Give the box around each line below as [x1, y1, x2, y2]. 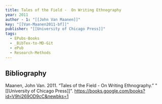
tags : [5, 31, 17, 36]
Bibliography [5, 69, 47, 77]
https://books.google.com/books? [74, 88, 146, 94]
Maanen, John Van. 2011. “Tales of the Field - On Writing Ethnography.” [5, 83, 154, 89]
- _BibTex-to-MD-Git [10, 41, 53, 46]
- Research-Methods [10, 50, 51, 55]
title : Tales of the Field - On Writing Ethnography [5, 7, 122, 13]
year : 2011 [5, 12, 28, 17]
